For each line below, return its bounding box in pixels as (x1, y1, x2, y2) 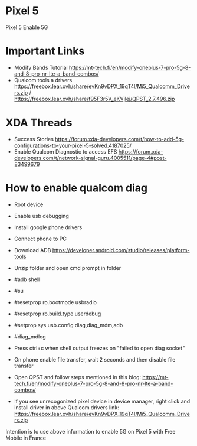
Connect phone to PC (14, 235, 67, 242)
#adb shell (14, 276, 40, 283)
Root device (14, 201, 44, 208)
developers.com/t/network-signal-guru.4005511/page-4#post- (14, 154, 167, 161)
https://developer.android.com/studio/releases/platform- (52, 246, 190, 253)
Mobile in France (5, 434, 47, 441)
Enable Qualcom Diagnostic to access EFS (14, 148, 117, 155)
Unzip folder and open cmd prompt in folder (14, 264, 122, 271)
